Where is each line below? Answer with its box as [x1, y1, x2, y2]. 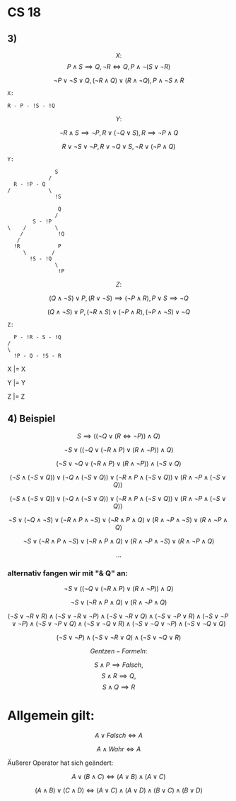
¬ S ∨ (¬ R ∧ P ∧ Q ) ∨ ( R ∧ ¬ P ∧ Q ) [70, 598, 167, 607]
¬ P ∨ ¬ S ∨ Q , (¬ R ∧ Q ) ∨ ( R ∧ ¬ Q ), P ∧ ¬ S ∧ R [53, 76, 184, 84]
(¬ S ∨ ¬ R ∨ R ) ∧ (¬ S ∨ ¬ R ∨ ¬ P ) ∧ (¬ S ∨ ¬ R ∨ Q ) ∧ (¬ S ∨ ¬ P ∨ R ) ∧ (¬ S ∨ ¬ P [7, 612, 229, 621]
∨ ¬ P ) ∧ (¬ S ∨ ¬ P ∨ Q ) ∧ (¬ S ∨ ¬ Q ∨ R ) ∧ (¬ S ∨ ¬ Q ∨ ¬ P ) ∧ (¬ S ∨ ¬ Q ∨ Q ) [11, 619, 226, 628]
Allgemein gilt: [7, 707, 95, 724]
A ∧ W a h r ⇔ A [96, 745, 141, 753]
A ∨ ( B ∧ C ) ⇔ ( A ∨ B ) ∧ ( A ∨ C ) [71, 773, 166, 781]
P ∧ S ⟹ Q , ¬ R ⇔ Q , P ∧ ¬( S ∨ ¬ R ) [66, 62, 171, 71]
